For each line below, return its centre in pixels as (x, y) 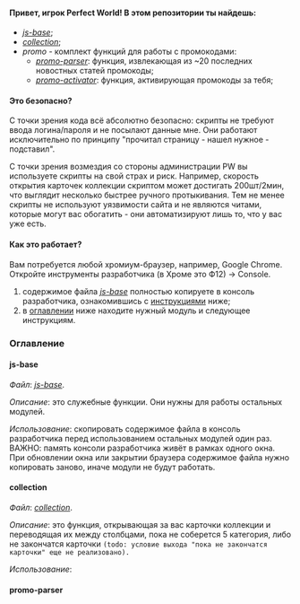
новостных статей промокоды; (94, 71)
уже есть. (28, 223)
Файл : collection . (41, 507)
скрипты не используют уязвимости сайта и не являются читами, (136, 205)
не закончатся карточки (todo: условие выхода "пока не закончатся (138, 544)
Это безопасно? (41, 101)
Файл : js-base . (37, 384)
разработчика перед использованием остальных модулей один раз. (141, 438)
